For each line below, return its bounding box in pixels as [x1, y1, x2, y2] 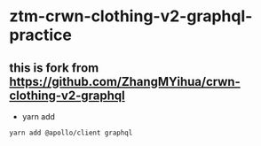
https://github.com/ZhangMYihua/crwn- [9, 73, 241, 89]
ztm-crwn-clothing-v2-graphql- [9, 6, 253, 27]
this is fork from [9, 60, 99, 75]
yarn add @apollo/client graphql [9, 128, 133, 137]
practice [9, 25, 73, 45]
